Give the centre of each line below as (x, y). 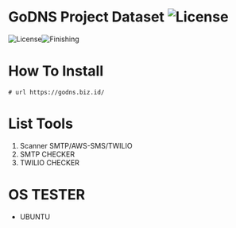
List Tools (41, 124)
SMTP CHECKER (47, 154)
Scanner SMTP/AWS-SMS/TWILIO (76, 145)
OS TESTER (47, 195)
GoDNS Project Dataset (87, 17)
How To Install (56, 71)
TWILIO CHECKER (49, 162)
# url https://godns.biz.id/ (56, 92)
